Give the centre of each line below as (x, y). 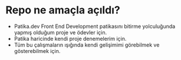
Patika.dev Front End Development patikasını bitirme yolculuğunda (95, 26)
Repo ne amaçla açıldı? (63, 10)
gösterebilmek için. (37, 51)
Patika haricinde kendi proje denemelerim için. (70, 38)
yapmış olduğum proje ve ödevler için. (60, 32)
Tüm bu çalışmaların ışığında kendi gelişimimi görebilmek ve (87, 45)
